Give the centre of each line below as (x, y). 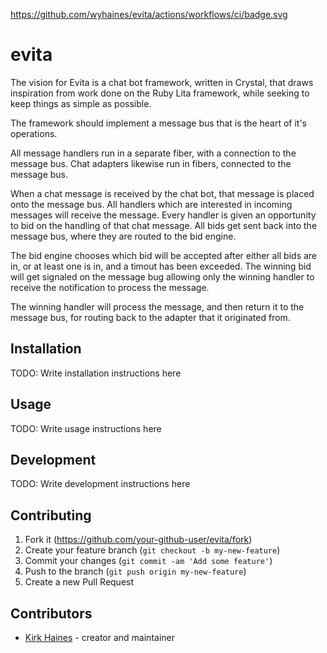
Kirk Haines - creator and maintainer (99, 637)
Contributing (51, 515)
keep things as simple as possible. (81, 103)
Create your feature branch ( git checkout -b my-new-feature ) (152, 550)
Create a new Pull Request (79, 582)
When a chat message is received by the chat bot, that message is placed (162, 193)
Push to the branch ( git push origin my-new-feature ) (135, 571)
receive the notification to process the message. (110, 287)
